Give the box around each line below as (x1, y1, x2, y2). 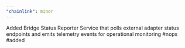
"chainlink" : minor (6, 8, 54, 14)
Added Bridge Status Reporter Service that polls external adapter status (6, 24, 180, 31)
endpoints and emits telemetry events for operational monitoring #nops (6, 30, 178, 38)
